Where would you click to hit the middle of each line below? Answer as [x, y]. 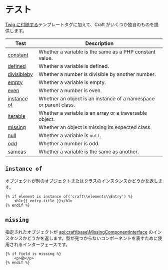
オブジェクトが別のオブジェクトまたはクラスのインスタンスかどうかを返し [82, 181]
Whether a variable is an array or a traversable [93, 113]
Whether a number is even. [70, 90]
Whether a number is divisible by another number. [97, 74]
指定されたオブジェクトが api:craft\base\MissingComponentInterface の [79, 232]
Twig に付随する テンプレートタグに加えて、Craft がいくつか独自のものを [80, 24]
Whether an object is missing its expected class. [95, 127]
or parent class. [57, 105]
